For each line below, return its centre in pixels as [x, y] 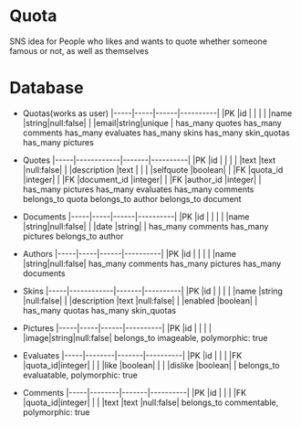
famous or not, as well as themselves [79, 50]
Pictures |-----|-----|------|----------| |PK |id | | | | [117, 328]
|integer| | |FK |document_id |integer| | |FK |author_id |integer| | [142, 179]
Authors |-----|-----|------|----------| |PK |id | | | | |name [130, 253]
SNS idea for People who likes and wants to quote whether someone [138, 41]
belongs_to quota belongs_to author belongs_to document [132, 198]
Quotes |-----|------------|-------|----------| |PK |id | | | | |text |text [149, 160]
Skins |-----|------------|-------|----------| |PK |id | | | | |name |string [152, 291]
